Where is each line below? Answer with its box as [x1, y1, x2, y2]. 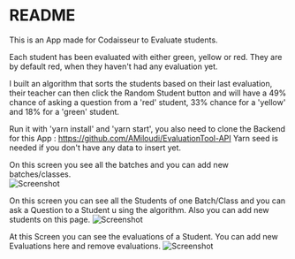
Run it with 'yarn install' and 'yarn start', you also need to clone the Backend [9, 123, 285, 133]
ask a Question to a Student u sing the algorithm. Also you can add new [9, 204, 269, 215]
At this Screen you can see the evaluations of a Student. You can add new [9, 231, 278, 241]
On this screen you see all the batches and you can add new [9, 159, 230, 170]
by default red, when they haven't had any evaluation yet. [9, 61, 218, 72]
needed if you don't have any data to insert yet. [9, 142, 182, 153]
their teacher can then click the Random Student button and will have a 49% [9, 88, 287, 98]
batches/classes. [9, 169, 72, 179]
